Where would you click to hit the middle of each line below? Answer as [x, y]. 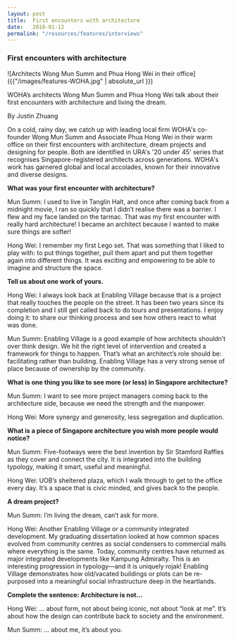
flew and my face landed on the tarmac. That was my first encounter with [114, 216]
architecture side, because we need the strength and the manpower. [106, 403]
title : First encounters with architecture [74, 20]
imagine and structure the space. [55, 268]
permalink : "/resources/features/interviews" [75, 33]
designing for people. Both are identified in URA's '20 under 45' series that [116, 151]
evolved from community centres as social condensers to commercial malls [117, 544]
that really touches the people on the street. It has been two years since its [116, 302]
